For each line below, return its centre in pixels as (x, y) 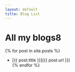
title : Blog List (22, 14)
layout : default (21, 9)
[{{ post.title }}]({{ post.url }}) (41, 60)
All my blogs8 (33, 38)
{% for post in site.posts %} (33, 51)
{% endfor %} (26, 65)
